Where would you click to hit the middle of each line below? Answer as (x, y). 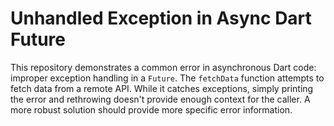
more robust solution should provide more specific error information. (151, 109)
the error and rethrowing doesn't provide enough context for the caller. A (160, 99)
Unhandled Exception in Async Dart (161, 18)
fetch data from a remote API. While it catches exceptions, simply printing (162, 88)
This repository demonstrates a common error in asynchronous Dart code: (163, 67)
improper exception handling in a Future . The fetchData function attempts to (167, 78)
